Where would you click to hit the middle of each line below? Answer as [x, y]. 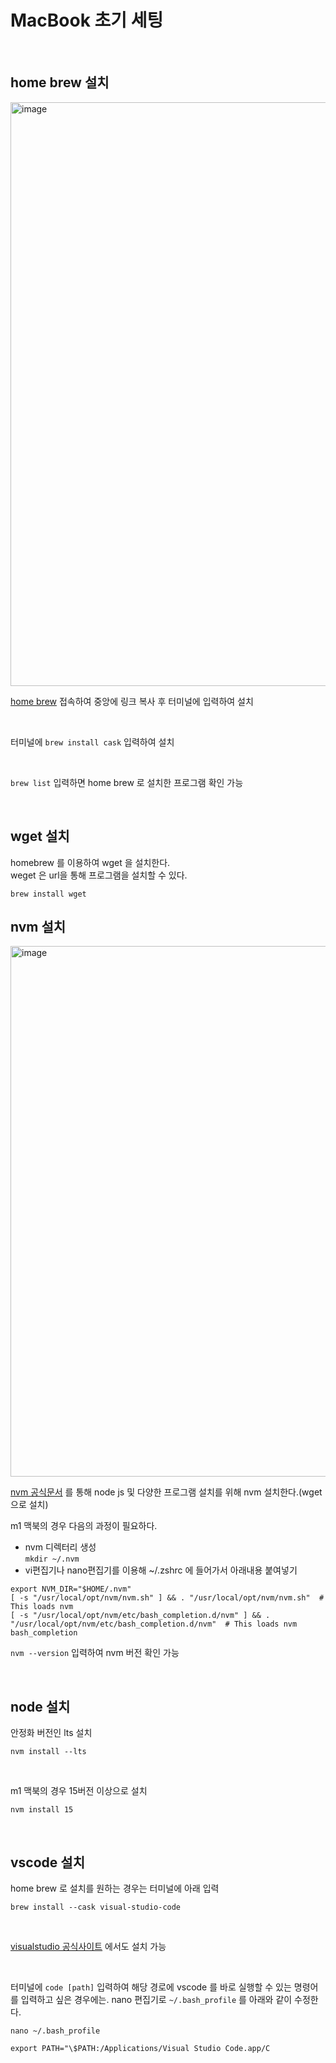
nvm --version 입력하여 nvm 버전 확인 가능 [95, 1653]
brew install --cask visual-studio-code [96, 1907]
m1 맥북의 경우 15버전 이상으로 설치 [79, 1791]
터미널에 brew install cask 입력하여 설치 [92, 742]
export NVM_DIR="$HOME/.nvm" [71, 1589]
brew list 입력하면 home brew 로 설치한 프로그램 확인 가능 [127, 782]
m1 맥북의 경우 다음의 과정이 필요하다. [84, 1526]
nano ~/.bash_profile [55, 2031]
